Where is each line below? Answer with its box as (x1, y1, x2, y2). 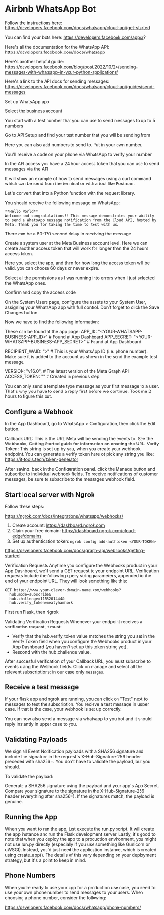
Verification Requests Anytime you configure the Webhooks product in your (5, 562, 158, 568)
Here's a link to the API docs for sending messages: (5, 78, 110, 84)
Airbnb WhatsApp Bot (5, 3, 96, 15)
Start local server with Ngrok (5, 491, 95, 499)
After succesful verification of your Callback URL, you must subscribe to (5, 658, 151, 664)
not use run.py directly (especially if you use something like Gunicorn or (5, 841, 150, 847)
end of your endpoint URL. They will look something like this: (5, 578, 127, 584)
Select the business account (5, 108, 63, 114)
